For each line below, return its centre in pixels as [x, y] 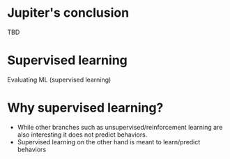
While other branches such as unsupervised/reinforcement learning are [120, 127]
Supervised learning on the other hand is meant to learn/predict [109, 142]
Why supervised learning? [85, 108]
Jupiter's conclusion [68, 13]
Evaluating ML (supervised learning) [59, 79]
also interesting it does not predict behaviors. [82, 135]
